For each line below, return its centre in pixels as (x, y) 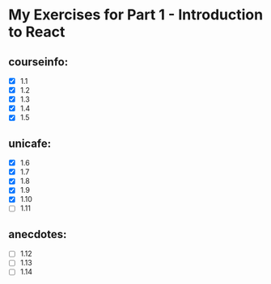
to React (37, 32)
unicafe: (30, 143)
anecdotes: (38, 234)
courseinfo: (38, 62)
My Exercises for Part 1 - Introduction (136, 15)
